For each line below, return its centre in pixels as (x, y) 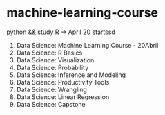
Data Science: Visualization (55, 60)
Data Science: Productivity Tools (63, 82)
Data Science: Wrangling (52, 89)
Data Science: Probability (52, 67)
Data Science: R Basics (49, 53)
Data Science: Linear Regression (63, 97)
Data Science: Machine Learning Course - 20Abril (87, 45)
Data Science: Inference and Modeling (71, 75)
